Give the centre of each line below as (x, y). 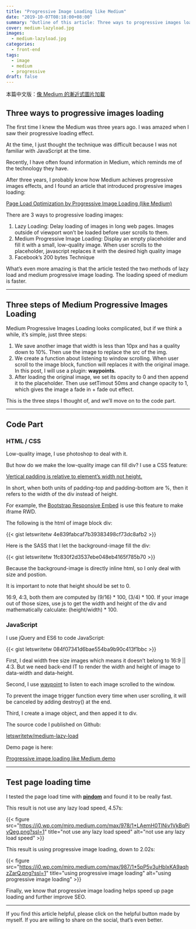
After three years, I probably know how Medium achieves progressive (90, 180)
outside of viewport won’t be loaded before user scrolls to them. (92, 232)
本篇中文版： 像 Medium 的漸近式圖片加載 (56, 94)
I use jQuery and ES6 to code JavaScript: (55, 637)
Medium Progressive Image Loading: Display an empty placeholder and (100, 238)
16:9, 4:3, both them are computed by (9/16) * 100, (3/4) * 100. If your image (97, 597)
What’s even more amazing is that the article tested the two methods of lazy (97, 268)
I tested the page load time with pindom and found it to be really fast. (89, 796)
